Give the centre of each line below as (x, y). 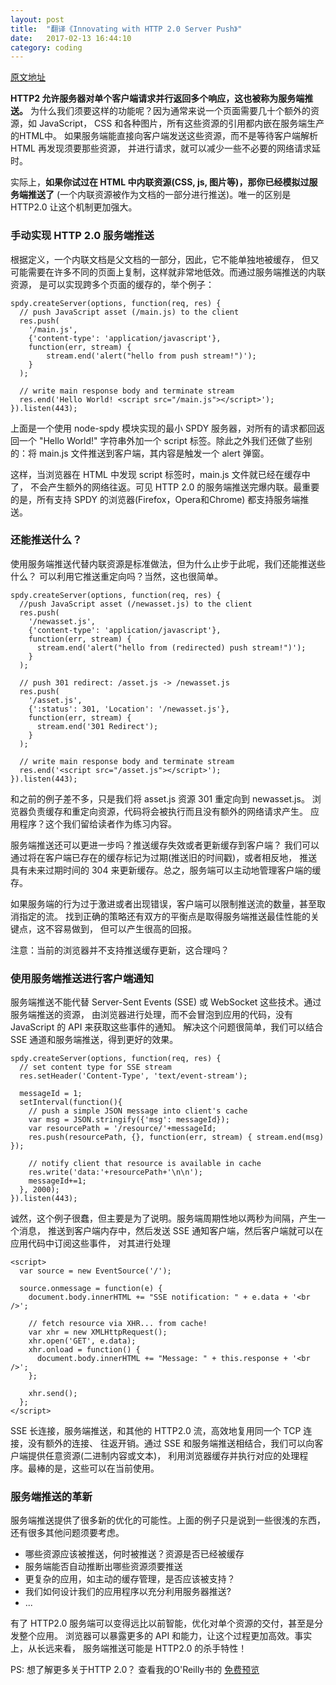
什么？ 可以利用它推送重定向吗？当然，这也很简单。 (116, 576)
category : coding (46, 47)
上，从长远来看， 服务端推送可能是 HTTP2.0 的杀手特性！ (129, 1648)
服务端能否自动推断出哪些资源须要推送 (103, 1567)
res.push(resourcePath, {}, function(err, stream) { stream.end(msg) (176, 1137)
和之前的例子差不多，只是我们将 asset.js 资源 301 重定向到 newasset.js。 (160, 798)
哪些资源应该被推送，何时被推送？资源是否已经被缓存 (134, 1554)
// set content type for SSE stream (95, 1067)
